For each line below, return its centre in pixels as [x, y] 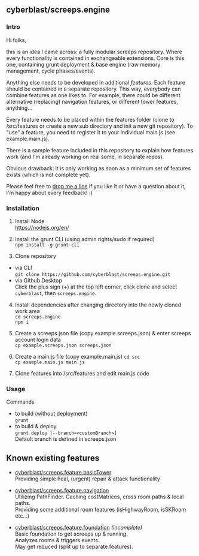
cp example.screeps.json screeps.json [63, 345]
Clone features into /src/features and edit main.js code [82, 373]
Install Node [30, 221]
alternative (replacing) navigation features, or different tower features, [92, 101]
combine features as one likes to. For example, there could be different [93, 95]
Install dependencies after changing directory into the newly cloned [98, 305]
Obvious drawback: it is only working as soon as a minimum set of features [99, 168]
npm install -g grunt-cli [47, 245]
